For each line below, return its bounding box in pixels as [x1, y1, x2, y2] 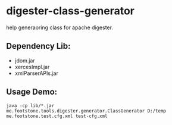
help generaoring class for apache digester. [6, 24, 113, 31]
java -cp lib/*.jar [6, 102, 55, 108]
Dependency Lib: [6, 41, 71, 51]
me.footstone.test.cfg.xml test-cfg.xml [6, 113, 108, 119]
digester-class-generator [6, 4, 135, 18]
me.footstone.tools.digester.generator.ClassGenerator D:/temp [6, 108, 167, 114]
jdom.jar [14, 57, 35, 64]
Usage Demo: [6, 87, 58, 97]
